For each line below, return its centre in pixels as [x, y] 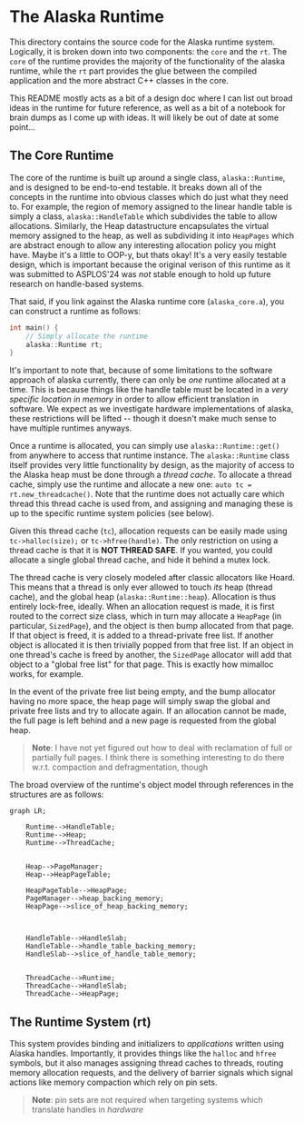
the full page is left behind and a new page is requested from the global [143, 721]
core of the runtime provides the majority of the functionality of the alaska [147, 61]
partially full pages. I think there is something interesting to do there [158, 758]
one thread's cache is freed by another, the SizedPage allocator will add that [151, 655]
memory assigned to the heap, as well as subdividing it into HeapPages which [152, 235]
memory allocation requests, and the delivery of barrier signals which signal [151, 1073]
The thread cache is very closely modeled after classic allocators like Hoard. [152, 578]
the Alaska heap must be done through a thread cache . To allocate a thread [151, 475]
